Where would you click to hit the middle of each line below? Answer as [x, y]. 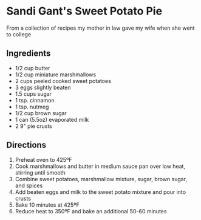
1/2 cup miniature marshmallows [55, 75]
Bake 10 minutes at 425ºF [47, 205]
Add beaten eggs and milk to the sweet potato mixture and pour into [101, 192]
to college [19, 34]
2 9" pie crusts [34, 126]
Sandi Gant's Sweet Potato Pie [84, 11]
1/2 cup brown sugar [41, 113]
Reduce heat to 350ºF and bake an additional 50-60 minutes [91, 211]
